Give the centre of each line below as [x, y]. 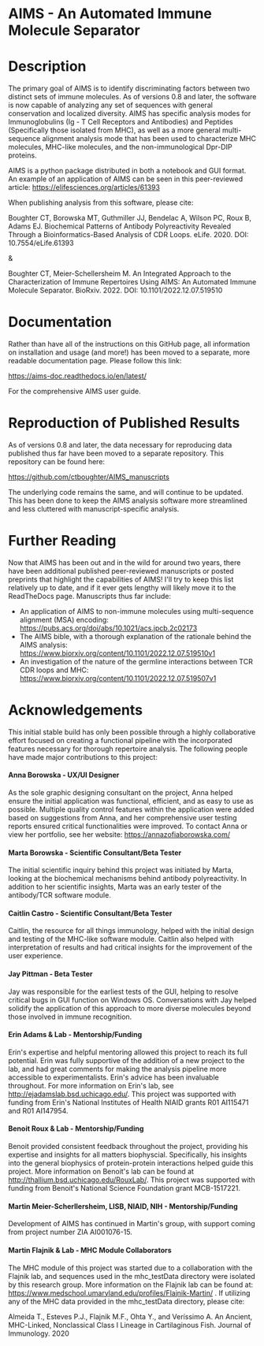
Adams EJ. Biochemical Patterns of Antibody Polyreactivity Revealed [120, 226]
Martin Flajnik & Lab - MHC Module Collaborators [90, 1250]
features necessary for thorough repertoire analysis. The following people [128, 749]
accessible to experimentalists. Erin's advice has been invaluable [113, 1077]
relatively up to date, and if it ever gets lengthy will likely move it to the [122, 587]
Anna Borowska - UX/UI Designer [64, 775]
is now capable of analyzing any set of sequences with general [110, 105]
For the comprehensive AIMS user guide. [74, 392]
